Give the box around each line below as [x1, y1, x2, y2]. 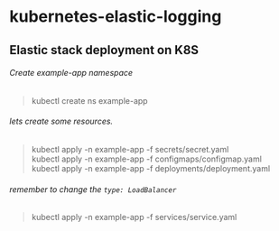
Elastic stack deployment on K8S [9, 42, 200, 58]
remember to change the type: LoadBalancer [9, 183, 177, 195]
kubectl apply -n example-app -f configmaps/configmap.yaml [31, 153, 262, 164]
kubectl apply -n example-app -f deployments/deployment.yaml [31, 162, 271, 173]
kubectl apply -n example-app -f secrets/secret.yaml [31, 143, 229, 154]
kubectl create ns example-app [31, 95, 148, 106]
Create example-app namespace [9, 68, 134, 79]
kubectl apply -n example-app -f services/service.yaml [31, 212, 237, 223]
